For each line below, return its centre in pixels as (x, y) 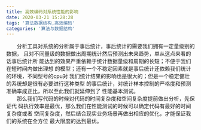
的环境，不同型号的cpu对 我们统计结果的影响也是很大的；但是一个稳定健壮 (98, 76)
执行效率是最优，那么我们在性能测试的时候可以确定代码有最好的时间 (107, 106)
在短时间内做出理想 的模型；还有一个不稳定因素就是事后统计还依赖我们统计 (99, 69)
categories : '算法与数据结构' (41, 28)
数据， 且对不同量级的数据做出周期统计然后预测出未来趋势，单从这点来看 (96, 54)
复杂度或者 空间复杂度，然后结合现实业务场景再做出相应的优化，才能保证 (96, 114)
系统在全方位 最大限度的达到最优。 (59, 121)
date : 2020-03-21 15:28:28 (40, 17)
